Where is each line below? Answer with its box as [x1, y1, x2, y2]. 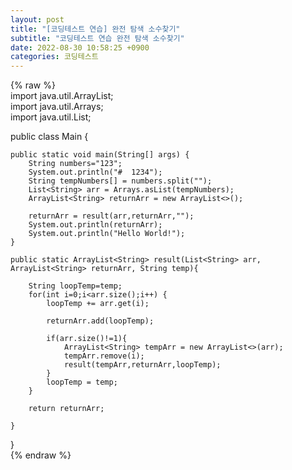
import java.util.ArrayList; [10, 90, 114, 102]
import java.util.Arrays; [10, 101, 104, 113]
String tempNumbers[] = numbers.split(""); [28, 176, 213, 186]
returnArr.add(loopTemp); [46, 316, 155, 326]
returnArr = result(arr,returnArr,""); [28, 211, 195, 221]
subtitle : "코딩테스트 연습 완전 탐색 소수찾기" [10, 33, 185, 43]
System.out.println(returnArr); [28, 220, 163, 230]
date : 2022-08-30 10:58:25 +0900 [10, 42, 150, 53]
